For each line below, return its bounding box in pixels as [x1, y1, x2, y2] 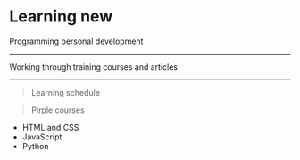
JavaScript [21, 131, 62, 142]
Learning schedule [30, 87, 101, 97]
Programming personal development [9, 36, 144, 46]
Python [21, 140, 49, 151]
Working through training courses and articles [9, 61, 179, 72]
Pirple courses [30, 105, 85, 115]
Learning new [9, 6, 113, 27]
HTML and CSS [21, 122, 79, 132]
